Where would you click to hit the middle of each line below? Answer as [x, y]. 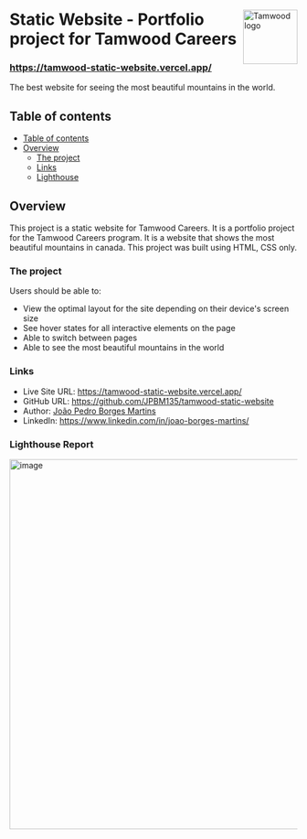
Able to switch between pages [80, 338]
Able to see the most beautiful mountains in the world [123, 348]
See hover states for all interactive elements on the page [129, 328]
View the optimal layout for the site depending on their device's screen [156, 309]
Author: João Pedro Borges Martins [90, 411]
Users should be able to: [56, 291]
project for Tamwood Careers [123, 39]
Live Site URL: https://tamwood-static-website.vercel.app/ [132, 391]
